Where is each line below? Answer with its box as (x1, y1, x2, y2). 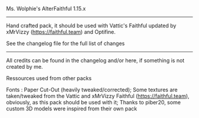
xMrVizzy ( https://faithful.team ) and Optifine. (6, 28, 116, 35)
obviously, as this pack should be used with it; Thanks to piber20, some (6, 99, 181, 106)
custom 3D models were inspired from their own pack (6, 105, 137, 112)
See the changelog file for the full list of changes (6, 40, 125, 47)
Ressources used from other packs (6, 75, 92, 82)
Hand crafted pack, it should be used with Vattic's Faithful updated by (6, 22, 176, 29)
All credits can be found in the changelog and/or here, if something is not (6, 57, 185, 64)
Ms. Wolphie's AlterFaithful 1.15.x (6, 5, 86, 12)
